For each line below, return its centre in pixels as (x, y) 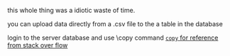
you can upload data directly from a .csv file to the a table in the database (115, 24)
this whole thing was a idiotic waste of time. (71, 10)
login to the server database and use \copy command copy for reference (113, 38)
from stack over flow (38, 45)
